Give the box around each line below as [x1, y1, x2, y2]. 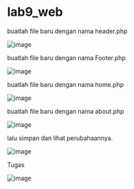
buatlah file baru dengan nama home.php [7, 80, 124, 88]
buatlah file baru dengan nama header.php [7, 27, 128, 35]
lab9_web [7, 4, 63, 20]
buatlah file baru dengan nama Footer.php [7, 53, 126, 62]
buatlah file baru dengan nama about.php [7, 107, 124, 115]
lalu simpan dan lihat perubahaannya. [7, 134, 113, 142]
